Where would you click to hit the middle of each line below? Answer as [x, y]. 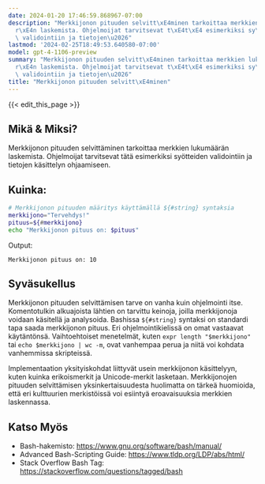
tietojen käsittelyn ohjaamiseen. [60, 165]
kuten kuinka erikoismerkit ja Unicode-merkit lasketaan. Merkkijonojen [123, 377]
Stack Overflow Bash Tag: [62, 463]
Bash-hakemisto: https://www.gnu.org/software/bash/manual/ [121, 446]
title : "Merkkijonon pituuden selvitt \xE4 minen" [90, 81]
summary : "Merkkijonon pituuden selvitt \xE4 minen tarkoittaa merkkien [127, 60]
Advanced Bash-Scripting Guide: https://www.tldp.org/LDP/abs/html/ [132, 455]
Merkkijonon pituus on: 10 [52, 259]
